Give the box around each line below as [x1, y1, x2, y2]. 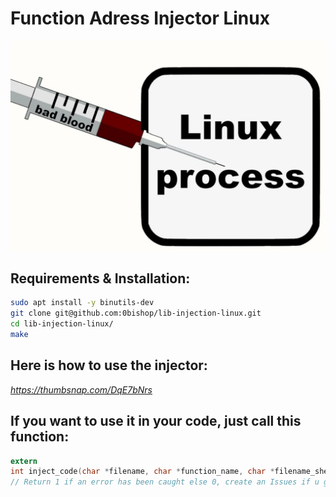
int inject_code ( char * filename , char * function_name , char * [10, 467, 275, 477]
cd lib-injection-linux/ [10, 319, 114, 329]
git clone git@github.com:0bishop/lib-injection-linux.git [10, 308, 262, 319]
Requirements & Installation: [10, 270, 191, 287]
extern [10, 456, 38, 466]
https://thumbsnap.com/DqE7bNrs [10, 383, 153, 396]
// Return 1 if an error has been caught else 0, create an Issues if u [10, 477, 320, 487]
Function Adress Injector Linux [10, 7, 270, 30]
